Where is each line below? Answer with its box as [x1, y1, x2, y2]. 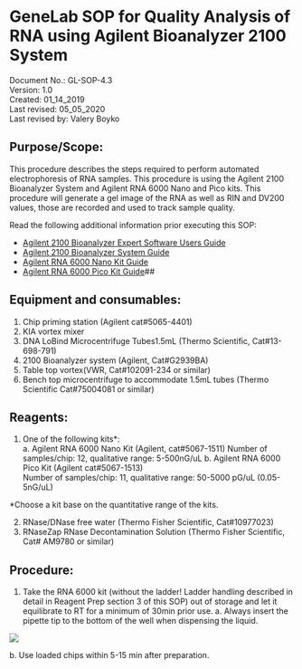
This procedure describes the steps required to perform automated [9, 163, 260, 174]
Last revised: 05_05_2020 [9, 103, 106, 114]
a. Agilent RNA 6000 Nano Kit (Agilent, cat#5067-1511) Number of [22, 444, 269, 454]
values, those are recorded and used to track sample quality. [9, 202, 235, 213]
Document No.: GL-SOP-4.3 [9, 74, 113, 85]
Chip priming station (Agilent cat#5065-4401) [22, 316, 193, 327]
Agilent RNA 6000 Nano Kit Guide [22, 256, 149, 267]
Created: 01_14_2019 [9, 93, 85, 105]
